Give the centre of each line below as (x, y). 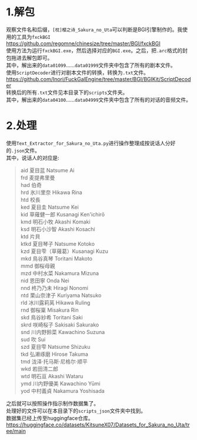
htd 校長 (31, 199)
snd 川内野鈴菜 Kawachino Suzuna (63, 332)
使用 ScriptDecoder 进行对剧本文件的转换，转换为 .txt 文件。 (77, 72)
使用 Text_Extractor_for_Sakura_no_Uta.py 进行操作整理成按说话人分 (88, 143)
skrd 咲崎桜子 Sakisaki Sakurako (60, 325)
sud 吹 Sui (33, 339)
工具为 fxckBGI (34, 36)
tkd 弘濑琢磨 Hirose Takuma (54, 354)
